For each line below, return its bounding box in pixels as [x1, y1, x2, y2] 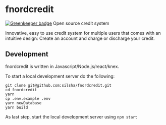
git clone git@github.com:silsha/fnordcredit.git [5, 83, 112, 88]
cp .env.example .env [5, 96, 51, 101]
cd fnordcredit [5, 87, 37, 92]
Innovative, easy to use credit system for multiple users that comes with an [5, 30, 161, 36]
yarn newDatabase [5, 100, 42, 105]
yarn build [5, 105, 28, 110]
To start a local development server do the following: [5, 73, 115, 79]
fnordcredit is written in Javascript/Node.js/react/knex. [5, 63, 120, 69]
